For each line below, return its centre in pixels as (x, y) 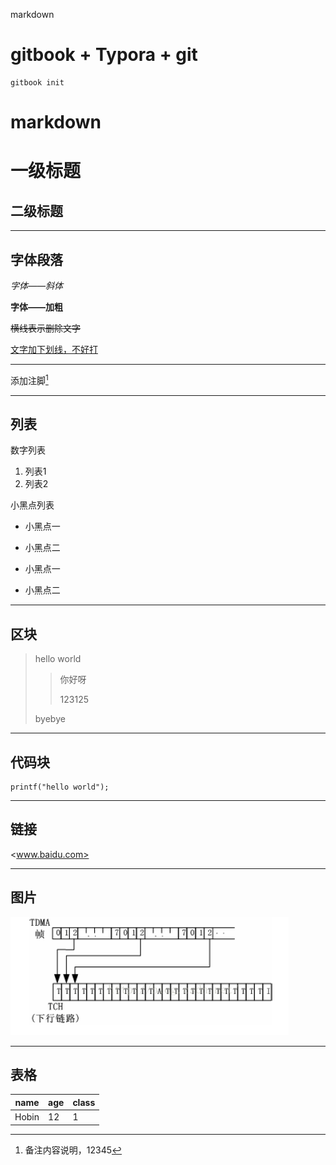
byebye (50, 719)
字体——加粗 (36, 306)
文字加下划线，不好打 (54, 349)
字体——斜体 (37, 285)
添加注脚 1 (29, 379)
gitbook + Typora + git (104, 55)
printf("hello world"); (60, 787)
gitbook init (37, 82)
